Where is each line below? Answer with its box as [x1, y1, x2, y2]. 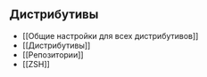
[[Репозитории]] [21, 49, 84, 60]
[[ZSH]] [21, 58, 51, 69]
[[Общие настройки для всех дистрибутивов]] [21, 30, 199, 41]
